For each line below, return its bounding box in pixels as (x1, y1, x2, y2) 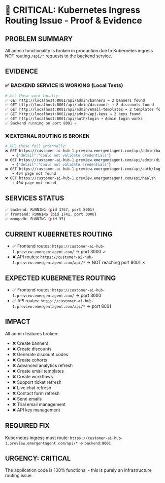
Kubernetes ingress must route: (5, 435, 69, 441)
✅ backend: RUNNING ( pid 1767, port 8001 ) (5, 207, 95, 212)
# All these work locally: (5, 93, 61, 98)
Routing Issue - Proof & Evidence (5, 15, 142, 26)
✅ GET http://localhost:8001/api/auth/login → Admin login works (5, 116, 143, 121)
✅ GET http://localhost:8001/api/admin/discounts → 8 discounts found (5, 102, 154, 108)
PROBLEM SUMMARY (5, 35, 73, 43)
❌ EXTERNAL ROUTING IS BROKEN (5, 132, 90, 139)
